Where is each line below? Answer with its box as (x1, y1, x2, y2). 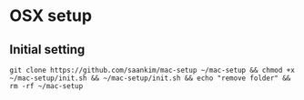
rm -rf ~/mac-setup (9, 82, 84, 91)
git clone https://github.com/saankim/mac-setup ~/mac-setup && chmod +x (9, 65, 296, 75)
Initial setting (9, 42, 86, 57)
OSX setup (9, 5, 93, 26)
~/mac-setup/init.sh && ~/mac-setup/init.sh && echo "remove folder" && (9, 74, 291, 83)
